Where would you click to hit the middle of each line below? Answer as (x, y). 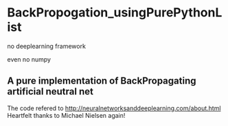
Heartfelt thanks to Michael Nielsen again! (66, 115)
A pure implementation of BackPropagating (102, 81)
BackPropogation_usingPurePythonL (115, 13)
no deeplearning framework (46, 46)
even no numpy (29, 59)
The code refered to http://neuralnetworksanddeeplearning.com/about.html (114, 108)
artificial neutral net (50, 91)
